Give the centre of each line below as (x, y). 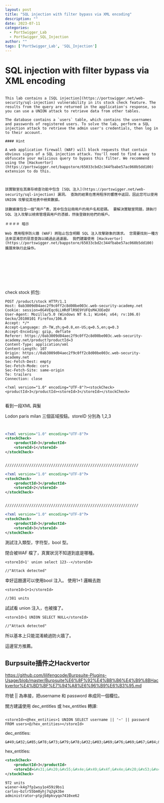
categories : (17, 28)
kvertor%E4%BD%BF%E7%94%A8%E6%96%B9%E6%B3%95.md (73, 686)
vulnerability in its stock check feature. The (107, 103)
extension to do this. (28, 171)
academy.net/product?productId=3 (39, 340)
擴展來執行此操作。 (21, 248)
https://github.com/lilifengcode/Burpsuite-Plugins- (56, 675)
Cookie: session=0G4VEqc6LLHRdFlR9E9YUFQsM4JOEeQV (58, 310)
